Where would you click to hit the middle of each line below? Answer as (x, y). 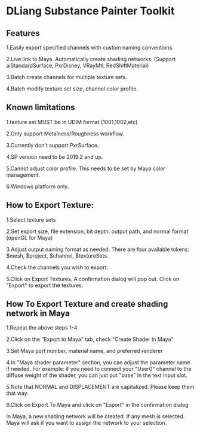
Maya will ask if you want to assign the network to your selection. (87, 423)
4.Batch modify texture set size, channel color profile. (72, 89)
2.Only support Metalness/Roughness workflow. (65, 134)
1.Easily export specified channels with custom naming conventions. (90, 47)
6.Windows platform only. (38, 186)
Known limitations (41, 108)
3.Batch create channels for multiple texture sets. (67, 77)
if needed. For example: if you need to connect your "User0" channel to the (99, 369)
